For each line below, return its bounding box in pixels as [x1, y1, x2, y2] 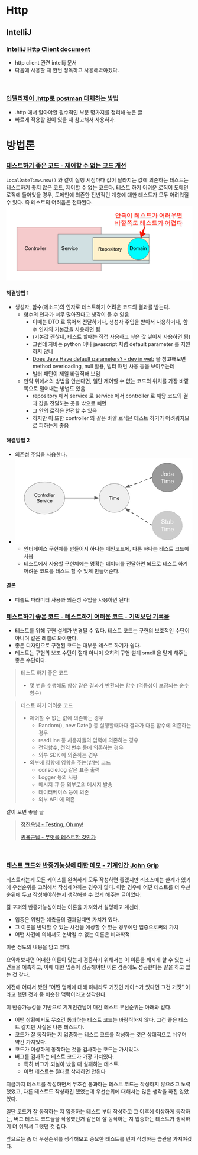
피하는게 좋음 [38, 422, 69, 429]
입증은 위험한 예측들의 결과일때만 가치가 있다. [14, 916, 119, 923]
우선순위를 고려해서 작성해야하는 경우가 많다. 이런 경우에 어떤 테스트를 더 [12, 883, 180, 890]
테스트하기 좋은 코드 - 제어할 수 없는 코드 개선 [6, 162, 126, 170]
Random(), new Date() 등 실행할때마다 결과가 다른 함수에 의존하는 [38, 722, 191, 729]
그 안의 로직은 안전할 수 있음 [32, 407, 98, 415]
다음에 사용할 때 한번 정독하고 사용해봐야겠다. [14, 66, 119, 73]
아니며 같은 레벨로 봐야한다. [14, 634, 79, 641]
